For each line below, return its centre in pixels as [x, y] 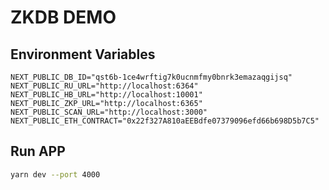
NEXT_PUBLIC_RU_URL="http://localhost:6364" [104, 86]
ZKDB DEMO [63, 17]
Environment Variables [83, 54]
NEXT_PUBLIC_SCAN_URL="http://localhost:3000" [109, 112]
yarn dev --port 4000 [55, 174]
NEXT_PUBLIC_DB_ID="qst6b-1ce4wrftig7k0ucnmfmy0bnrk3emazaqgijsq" [151, 77]
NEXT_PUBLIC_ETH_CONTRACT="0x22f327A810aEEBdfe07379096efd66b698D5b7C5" [165, 121]
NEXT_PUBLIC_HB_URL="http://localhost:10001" [106, 95]
